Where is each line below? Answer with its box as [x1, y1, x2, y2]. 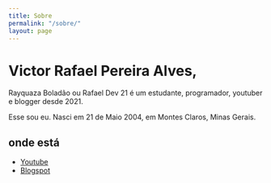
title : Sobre [8, 11, 53, 20]
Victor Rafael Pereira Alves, [8, 61, 197, 80]
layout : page [8, 27, 53, 35]
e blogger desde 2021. [8, 97, 83, 106]
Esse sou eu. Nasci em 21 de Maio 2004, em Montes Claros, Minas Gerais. [8, 112, 256, 122]
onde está [8, 135, 60, 149]
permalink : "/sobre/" [8, 19, 82, 27]
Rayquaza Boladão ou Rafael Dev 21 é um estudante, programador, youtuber [8, 88, 263, 98]
